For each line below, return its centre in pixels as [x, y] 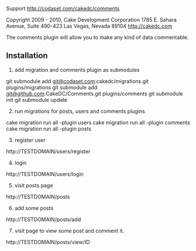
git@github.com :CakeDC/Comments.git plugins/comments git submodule [94, 94]
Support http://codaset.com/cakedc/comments [63, 8]
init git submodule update [37, 99]
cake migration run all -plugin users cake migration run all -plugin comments [98, 122]
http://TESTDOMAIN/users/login [45, 174]
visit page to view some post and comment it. [69, 231]
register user [30, 140]
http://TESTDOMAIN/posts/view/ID [48, 242]
